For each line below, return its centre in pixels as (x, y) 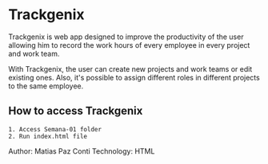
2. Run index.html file (48, 136)
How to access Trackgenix (76, 111)
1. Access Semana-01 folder (55, 129)
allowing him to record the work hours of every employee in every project (129, 45)
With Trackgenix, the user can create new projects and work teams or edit (130, 68)
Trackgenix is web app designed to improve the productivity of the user (126, 37)
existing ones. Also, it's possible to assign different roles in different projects (134, 77)
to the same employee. (46, 86)
